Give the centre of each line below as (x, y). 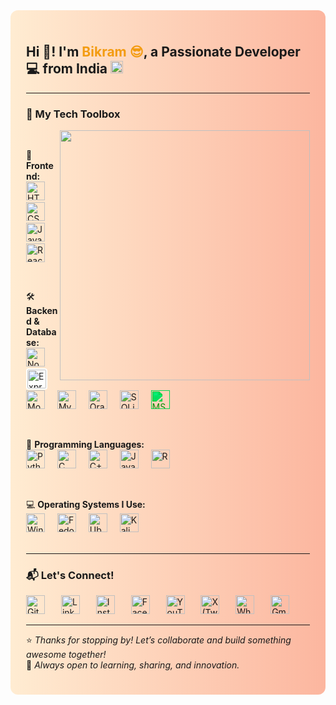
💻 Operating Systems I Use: (86, 505)
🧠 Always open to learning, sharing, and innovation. (133, 665)
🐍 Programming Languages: (85, 445)
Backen (42, 311)
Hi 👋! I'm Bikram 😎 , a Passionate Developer (163, 52)
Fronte (40, 166)
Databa (41, 332)
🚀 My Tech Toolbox (73, 114)
